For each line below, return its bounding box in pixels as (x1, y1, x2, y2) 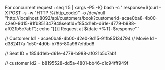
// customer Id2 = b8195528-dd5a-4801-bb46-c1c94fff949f (5, 60, 129, 66)
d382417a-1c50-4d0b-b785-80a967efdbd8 (5, 41, 95, 47)
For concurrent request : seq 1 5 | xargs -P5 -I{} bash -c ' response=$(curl (5, 5, 158, 10)
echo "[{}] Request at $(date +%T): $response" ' (39, 26, 140, 32)
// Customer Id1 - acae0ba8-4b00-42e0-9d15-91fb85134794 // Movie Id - (5, 35, 157, 41)
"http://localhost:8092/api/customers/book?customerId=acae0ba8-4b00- (5, 15, 158, 21)
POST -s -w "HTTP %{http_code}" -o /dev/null (9, 10, 105, 16)
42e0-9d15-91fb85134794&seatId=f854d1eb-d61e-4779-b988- (5, 20, 136, 26)
